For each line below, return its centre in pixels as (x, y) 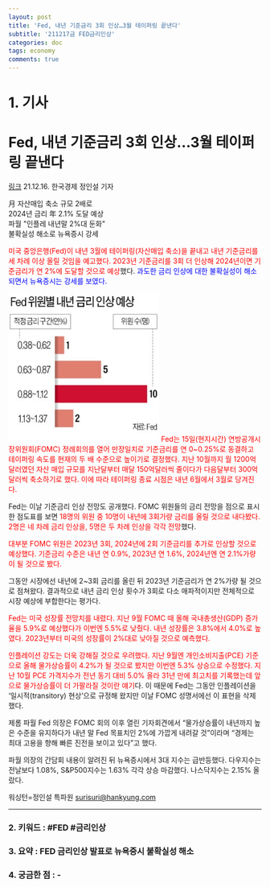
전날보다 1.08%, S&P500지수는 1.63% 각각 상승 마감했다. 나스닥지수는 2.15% (130, 770)
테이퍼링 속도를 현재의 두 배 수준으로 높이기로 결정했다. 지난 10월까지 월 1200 (129, 460)
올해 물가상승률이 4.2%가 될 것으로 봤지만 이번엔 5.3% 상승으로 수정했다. (138, 666)
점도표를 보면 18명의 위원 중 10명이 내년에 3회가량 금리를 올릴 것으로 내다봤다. (138, 517)
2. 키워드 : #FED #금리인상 (57, 827)
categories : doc (35, 43)
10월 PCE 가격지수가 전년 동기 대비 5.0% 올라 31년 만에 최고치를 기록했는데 (135, 675)
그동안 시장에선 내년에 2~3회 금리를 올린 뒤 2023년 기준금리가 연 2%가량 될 (128, 581)
